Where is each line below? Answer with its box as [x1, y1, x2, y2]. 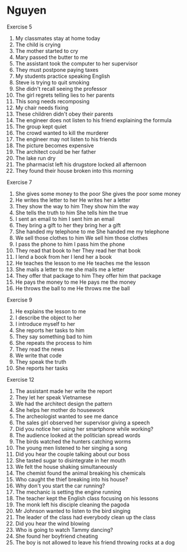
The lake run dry [15, 154, 56, 161]
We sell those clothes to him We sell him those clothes [15, 234, 149, 241]
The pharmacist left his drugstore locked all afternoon [15, 161, 147, 168]
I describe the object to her [15, 314, 82, 321]
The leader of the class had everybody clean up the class [15, 513, 156, 521]
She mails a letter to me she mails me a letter [15, 265, 125, 273]
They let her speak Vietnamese [15, 394, 92, 401]
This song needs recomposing [15, 97, 90, 104]
